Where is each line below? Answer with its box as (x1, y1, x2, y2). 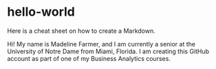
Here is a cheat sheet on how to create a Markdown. (7, 27, 156, 35)
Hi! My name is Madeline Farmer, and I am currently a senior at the (7, 40, 196, 48)
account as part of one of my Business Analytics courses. (7, 54, 171, 62)
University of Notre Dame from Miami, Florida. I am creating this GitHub (7, 47, 210, 55)
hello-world (7, 4, 76, 20)
